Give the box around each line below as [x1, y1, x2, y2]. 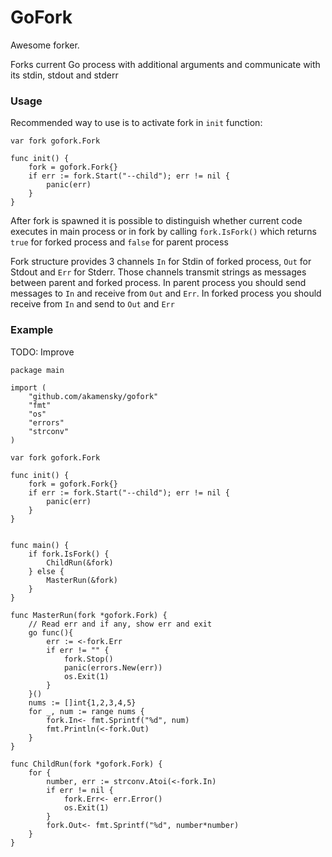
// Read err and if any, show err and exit [28, 619, 213, 629]
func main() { [10, 540, 70, 550]
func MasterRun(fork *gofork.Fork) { [10, 610, 168, 620]
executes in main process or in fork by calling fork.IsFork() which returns [10, 226, 317, 238]
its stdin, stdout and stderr [10, 69, 119, 81]
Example [10, 323, 54, 337]
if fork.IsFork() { [28, 549, 110, 559]
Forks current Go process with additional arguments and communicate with [10, 58, 321, 70]
